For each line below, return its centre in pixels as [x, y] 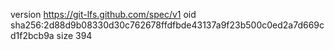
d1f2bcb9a [32, 35]
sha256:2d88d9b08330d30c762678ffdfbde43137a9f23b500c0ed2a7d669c [167, 25]
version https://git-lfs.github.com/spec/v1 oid [103, 14]
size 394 [74, 35]
